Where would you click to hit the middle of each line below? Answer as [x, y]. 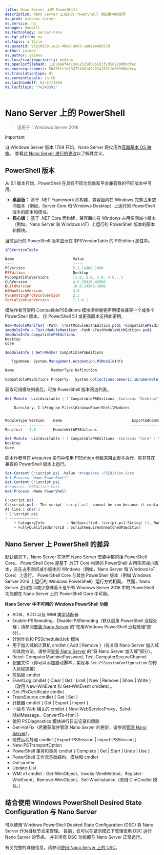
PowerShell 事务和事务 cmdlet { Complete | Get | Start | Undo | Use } [81, 751]
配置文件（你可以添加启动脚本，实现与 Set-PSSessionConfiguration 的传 [84, 662]
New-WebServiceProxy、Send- [100, 709]
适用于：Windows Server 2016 [48, 128]
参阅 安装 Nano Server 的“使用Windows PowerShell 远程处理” [86, 626]
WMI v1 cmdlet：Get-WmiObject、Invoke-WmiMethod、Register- [78, 774]
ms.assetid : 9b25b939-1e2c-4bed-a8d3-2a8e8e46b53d [58, 46]
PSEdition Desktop [47, 273]
